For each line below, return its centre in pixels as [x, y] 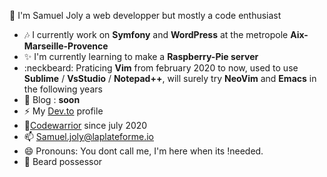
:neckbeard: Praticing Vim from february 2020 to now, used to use [161, 68]
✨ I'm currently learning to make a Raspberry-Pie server [141, 56]
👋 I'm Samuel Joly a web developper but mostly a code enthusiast [145, 15]
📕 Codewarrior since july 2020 [85, 125]
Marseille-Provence [66, 46]
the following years [63, 89]
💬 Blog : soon [52, 99]
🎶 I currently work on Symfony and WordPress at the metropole [156, 34]
